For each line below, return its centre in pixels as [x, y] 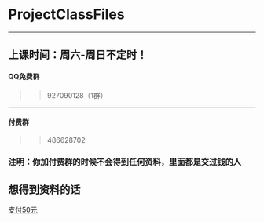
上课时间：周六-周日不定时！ [78, 55]
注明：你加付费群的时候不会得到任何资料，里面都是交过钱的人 [125, 162]
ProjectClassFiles [66, 15]
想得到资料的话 [44, 190]
